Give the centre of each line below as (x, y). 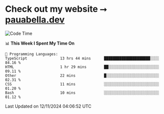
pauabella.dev (35, 20)
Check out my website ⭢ (56, 9)
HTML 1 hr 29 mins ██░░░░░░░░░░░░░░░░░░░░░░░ (82, 67)
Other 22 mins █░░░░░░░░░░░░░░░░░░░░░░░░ (82, 75)
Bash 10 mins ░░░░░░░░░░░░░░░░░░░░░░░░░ (82, 93)
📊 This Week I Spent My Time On (40, 43)
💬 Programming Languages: (31, 54)
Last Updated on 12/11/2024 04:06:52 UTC (48, 106)
